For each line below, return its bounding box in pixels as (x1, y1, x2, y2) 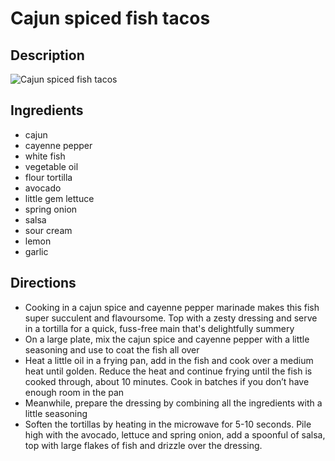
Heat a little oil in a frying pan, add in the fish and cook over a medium (24, 354, 314, 366)
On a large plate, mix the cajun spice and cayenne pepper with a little (24, 333, 310, 345)
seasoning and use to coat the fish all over (24, 343, 200, 356)
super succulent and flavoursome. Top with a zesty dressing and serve (24, 312, 318, 324)
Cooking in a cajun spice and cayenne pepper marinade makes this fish (24, 301, 320, 313)
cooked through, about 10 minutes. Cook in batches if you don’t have (24, 375, 310, 387)
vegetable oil (24, 160, 79, 172)
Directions (10, 275, 77, 292)
